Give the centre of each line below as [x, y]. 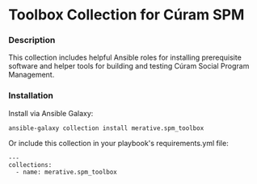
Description [32, 40]
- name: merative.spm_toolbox [66, 172]
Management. [32, 75]
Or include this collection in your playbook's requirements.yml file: [118, 143]
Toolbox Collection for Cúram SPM [126, 15]
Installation [31, 96]
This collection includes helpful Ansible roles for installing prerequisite [125, 57]
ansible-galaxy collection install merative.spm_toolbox [106, 128]
